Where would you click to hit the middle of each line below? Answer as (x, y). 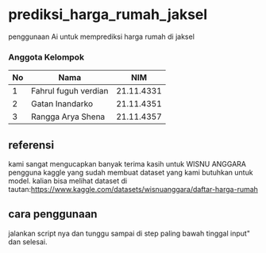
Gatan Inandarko (62, 104)
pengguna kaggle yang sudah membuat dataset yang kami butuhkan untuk (131, 173)
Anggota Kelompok (46, 57)
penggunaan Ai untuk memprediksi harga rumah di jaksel (101, 36)
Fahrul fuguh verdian (70, 91)
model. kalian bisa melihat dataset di (68, 181)
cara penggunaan (53, 215)
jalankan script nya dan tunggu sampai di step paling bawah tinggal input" (129, 233)
